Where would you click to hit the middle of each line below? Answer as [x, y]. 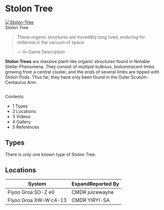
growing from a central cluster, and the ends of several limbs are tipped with [82, 71]
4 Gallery [21, 122]
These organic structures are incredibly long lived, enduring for [81, 37]
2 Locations [24, 111]
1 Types [20, 106]
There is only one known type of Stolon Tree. [51, 155]
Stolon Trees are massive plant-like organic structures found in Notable [78, 61]
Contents [14, 97]
